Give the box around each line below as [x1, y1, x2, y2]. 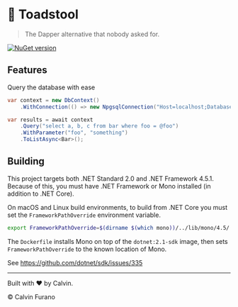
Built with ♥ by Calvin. [7, 279, 74, 287]
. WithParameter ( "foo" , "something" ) [20, 129, 129, 137]
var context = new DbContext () [7, 96, 100, 104]
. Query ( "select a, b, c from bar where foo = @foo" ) [20, 123, 179, 130]
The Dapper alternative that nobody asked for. [24, 30, 160, 38]
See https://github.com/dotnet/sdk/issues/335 [7, 258, 143, 267]
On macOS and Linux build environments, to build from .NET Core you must [7, 203, 228, 211]
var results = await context [7, 116, 93, 123]
